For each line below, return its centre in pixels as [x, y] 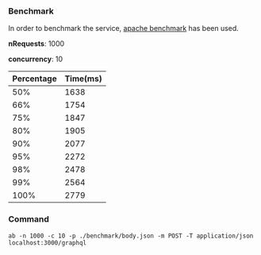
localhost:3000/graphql [48, 243]
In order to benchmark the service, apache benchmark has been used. [124, 29]
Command [29, 219]
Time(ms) [83, 79]
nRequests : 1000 [36, 44]
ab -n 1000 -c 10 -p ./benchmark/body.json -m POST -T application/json [131, 236]
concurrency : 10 [36, 59]
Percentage [35, 79]
